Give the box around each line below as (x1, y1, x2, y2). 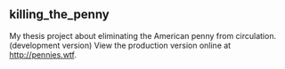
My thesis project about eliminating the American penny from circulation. (9, 30, 277, 41)
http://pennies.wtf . (9, 49, 77, 60)
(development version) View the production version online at (9, 40, 232, 50)
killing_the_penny (9, 7, 110, 22)
